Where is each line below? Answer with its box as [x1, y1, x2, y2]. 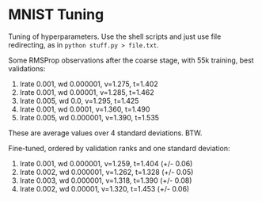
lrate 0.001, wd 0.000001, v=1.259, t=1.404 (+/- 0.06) [19, 158, 193, 168]
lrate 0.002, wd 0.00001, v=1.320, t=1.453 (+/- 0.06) [19, 184, 190, 193]
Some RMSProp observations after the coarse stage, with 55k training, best [8, 55, 255, 65]
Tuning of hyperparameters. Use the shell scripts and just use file [8, 32, 222, 41]
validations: [8, 63, 46, 73]
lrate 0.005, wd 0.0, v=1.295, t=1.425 [19, 96, 139, 105]
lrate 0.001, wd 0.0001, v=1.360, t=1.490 [19, 104, 150, 114]
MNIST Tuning [8, 6, 104, 24]
